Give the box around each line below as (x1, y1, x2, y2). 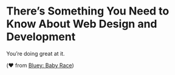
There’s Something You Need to (6, 4, 170, 18)
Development (6, 30, 76, 44)
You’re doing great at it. (6, 50, 65, 57)
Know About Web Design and (6, 17, 157, 31)
